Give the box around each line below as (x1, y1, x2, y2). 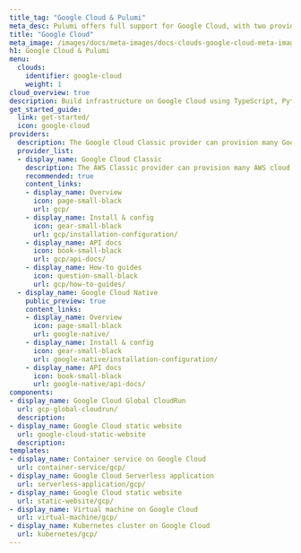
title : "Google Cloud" (9, 30, 94, 39)
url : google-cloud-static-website (17, 429, 146, 439)
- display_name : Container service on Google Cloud (9, 454, 206, 464)
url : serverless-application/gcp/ (17, 480, 146, 488)
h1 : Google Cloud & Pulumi (9, 47, 110, 56)
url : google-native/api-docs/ (32, 380, 146, 389)
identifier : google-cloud (25, 72, 123, 81)
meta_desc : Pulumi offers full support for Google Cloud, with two (9, 22, 267, 30)
